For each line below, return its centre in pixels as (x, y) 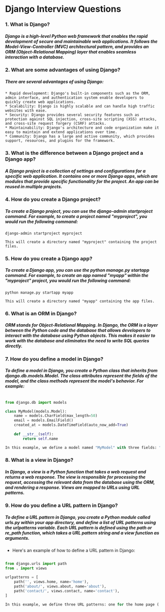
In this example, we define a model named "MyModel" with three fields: (81, 447)
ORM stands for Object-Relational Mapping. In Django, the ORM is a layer (82, 325)
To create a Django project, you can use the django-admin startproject (79, 211)
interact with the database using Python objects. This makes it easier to (80, 335)
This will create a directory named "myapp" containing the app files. (80, 301)
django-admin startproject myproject (44, 233)
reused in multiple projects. (34, 186)
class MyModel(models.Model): (36, 411)
